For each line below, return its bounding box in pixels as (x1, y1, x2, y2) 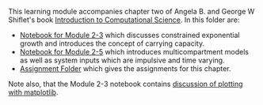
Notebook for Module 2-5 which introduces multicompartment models (19, 47, 250, 56)
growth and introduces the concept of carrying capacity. (19, 39, 204, 48)
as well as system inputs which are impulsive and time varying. (19, 55, 225, 65)
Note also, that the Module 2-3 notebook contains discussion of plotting (8, 79, 243, 88)
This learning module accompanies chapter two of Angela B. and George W (8, 7, 255, 16)
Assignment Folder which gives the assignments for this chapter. (19, 64, 231, 73)
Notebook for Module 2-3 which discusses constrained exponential (19, 31, 240, 39)
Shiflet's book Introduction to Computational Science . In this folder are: (8, 15, 240, 24)
